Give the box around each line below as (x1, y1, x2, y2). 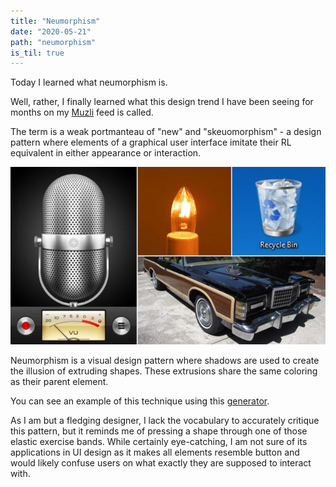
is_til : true (10, 48, 65, 58)
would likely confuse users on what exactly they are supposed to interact (10, 456, 312, 469)
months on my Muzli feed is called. (10, 106, 154, 119)
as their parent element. (10, 375, 109, 387)
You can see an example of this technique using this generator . (10, 395, 270, 407)
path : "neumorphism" (10, 37, 97, 47)
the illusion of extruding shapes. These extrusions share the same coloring (10, 365, 318, 377)
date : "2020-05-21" (10, 26, 92, 37)
